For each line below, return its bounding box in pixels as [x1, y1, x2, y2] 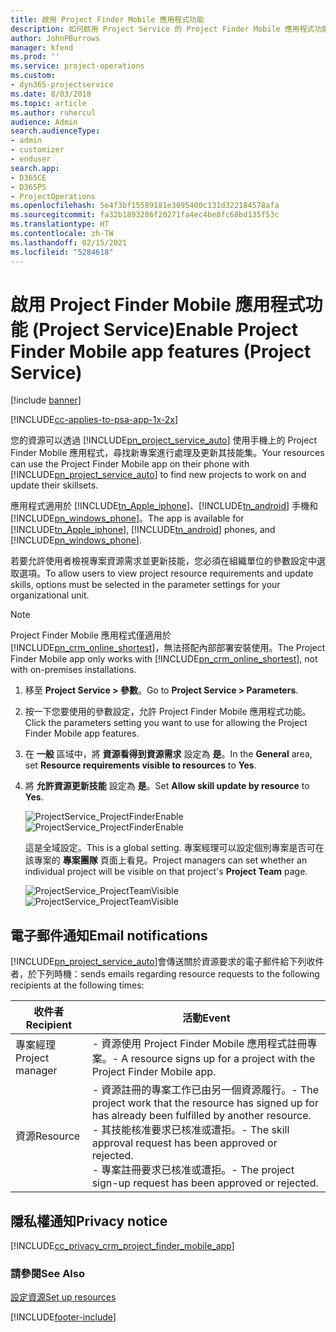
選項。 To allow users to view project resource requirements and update [18, 567, 314, 580]
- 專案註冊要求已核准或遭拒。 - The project [91, 1163, 295, 1177]
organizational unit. [10, 589, 90, 601]
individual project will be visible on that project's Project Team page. [24, 866, 308, 878]
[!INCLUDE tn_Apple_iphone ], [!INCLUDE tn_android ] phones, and [10, 524, 276, 536]
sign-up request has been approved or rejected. [91, 1176, 319, 1190]
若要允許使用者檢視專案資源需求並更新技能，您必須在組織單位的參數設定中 [10, 555, 317, 567]
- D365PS [10, 182, 47, 192]
